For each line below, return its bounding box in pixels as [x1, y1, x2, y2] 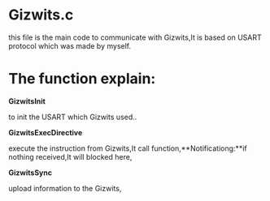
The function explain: [8, 70, 156, 88]
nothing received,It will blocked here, [8, 152, 133, 161]
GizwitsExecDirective [8, 127, 83, 137]
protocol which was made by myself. [8, 41, 132, 50]
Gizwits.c [8, 6, 74, 24]
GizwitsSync [8, 168, 53, 177]
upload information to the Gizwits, [8, 183, 122, 193]
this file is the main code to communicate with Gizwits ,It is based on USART [8, 32, 262, 42]
